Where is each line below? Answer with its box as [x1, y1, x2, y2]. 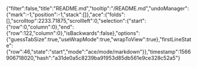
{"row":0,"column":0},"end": [6, 23, 75, 30]
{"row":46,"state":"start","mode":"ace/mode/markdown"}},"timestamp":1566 [6, 48, 191, 55]
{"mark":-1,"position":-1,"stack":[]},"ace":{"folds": [6, 11, 126, 18]
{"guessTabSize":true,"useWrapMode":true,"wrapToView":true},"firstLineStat [6, 36, 192, 43]
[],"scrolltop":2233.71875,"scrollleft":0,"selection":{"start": [6, 17, 146, 24]
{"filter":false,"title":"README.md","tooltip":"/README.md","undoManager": [6, 5, 189, 12]
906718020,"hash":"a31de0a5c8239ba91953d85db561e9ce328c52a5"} [6, 55, 181, 61]
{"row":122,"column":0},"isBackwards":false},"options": [6, 30, 140, 37]
